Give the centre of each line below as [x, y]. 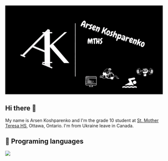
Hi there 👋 [21, 108]
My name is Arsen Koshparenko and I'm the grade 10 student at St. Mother [82, 120]
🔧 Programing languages [44, 141]
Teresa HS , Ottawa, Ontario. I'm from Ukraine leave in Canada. [69, 125]
